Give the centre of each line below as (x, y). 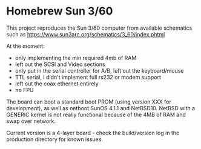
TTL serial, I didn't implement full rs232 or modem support (88, 77)
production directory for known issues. (54, 139)
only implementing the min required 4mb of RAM (76, 58)
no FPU (25, 90)
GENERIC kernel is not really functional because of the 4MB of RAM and (96, 114)
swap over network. (31, 121)
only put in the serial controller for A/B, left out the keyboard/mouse (99, 70)
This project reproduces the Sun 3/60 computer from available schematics (99, 28)
